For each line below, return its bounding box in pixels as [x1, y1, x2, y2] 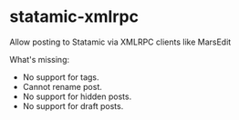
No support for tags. [22, 71, 99, 83]
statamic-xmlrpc [9, 6, 140, 27]
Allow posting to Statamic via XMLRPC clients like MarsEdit [9, 36, 232, 47]
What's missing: [9, 54, 70, 65]
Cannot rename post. [22, 81, 103, 92]
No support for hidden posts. [22, 91, 132, 102]
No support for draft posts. [22, 100, 124, 111]
